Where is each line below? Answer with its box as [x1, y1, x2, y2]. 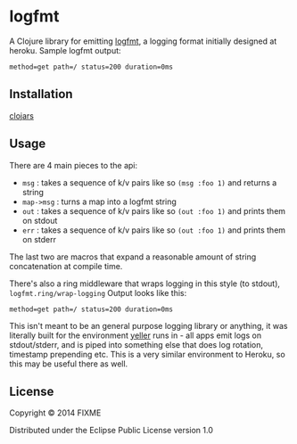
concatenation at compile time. [9, 260, 123, 271]
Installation [9, 86, 73, 102]
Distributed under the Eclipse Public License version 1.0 [9, 425, 214, 436]
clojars [9, 110, 34, 121]
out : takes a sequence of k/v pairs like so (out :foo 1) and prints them [21, 205, 286, 216]
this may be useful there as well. [9, 358, 128, 369]
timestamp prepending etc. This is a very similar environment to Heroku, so [9, 349, 285, 359]
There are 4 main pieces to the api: [9, 160, 138, 170]
